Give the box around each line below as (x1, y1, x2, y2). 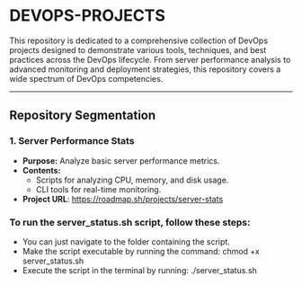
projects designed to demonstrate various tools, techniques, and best (9, 44, 267, 55)
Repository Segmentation (9, 108, 156, 123)
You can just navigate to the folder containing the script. (22, 236, 231, 247)
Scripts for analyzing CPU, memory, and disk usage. (35, 174, 229, 185)
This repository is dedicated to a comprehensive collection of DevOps (9, 35, 268, 46)
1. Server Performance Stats (9, 135, 135, 147)
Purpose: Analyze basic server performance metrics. (22, 155, 220, 166)
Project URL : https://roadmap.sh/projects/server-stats (22, 193, 224, 204)
